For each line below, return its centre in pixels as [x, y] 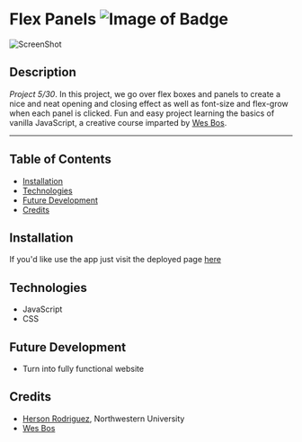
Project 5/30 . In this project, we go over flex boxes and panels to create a [145, 93]
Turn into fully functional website [83, 369]
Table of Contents [61, 159]
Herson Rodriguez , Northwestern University [103, 419]
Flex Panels [53, 19]
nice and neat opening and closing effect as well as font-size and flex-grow [149, 103]
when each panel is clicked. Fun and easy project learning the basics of [142, 113]
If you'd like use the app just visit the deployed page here [115, 260]
